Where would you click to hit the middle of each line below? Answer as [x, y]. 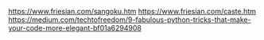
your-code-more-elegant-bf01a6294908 [75, 28]
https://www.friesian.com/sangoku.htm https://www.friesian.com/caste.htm [132, 11]
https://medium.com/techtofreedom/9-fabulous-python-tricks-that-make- [130, 20]
